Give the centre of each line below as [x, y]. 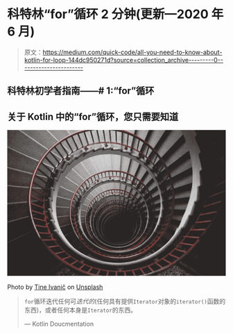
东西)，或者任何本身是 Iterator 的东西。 [80, 310]
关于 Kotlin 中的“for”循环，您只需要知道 [93, 116]
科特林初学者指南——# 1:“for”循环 [81, 91]
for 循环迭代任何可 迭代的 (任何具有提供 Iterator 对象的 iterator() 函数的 [125, 301]
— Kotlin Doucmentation [59, 324]
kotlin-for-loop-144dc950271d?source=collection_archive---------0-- [124, 60]
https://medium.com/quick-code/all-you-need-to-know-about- [132, 52]
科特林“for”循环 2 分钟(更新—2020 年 [115, 14]
